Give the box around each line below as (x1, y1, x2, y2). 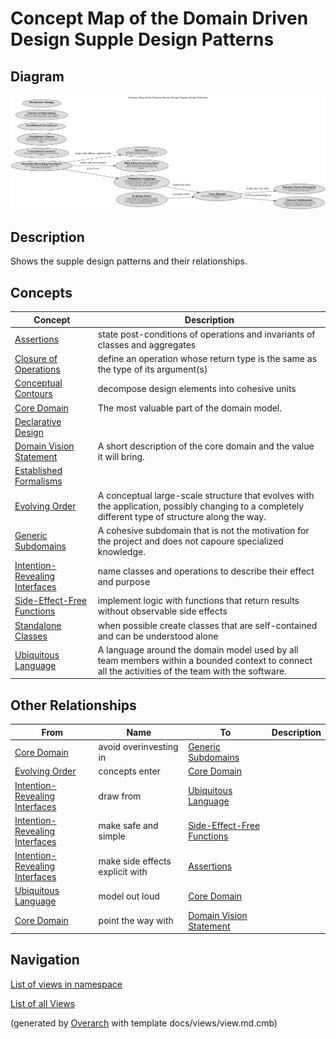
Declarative (14, 415, 62, 427)
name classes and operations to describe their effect (97, 565, 315, 577)
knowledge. (97, 545, 146, 557)
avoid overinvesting (98, 741, 179, 753)
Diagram (10, 68, 65, 85)
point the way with (98, 915, 174, 927)
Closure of (14, 353, 58, 365)
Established (14, 465, 63, 477)
